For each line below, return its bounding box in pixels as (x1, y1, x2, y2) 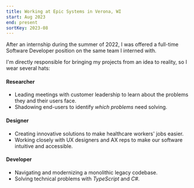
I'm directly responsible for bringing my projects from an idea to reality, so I (6, 59, 188, 66)
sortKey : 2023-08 (6, 25, 49, 31)
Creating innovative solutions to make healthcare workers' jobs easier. (14, 130, 184, 137)
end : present (6, 19, 38, 25)
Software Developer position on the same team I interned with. (6, 47, 157, 54)
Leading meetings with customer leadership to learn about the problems (14, 91, 189, 98)
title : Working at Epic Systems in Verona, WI (6, 8, 122, 15)
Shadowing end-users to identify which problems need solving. (14, 104, 168, 111)
